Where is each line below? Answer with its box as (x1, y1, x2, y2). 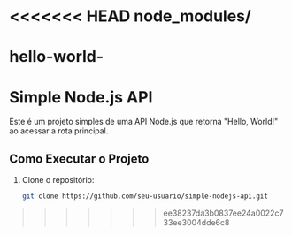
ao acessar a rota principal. (9, 125, 109, 136)
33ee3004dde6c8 (163, 217, 230, 227)
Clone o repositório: (21, 175, 95, 186)
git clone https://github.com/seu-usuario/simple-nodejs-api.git (21, 192, 268, 201)
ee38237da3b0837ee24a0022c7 (163, 208, 284, 218)
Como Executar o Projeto (9, 151, 150, 166)
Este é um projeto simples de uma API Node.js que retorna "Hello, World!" (9, 117, 279, 127)
